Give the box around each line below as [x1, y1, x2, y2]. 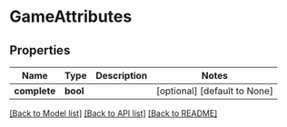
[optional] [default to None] [155, 84, 274, 97]
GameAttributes [9, 6, 133, 27]
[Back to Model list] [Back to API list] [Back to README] [9, 108, 218, 119]
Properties [9, 43, 71, 58]
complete [14, 84, 56, 97]
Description [94, 70, 148, 82]
